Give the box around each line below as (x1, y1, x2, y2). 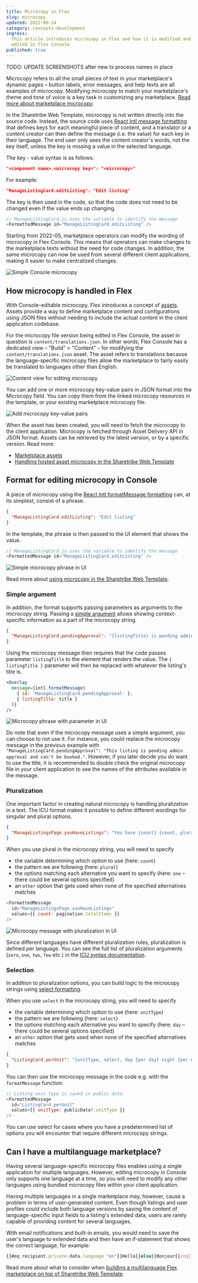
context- (155, 610, 177, 617)
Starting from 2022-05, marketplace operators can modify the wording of (6, 232, 184, 239)
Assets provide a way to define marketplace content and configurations (6, 308, 180, 315)
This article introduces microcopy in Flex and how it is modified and (11, 36, 192, 42)
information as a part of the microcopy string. (27, 616, 137, 623)
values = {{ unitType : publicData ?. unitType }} (11, 1107, 126, 1113)
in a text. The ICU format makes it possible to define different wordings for (6, 806, 187, 813)
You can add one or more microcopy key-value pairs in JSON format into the (6, 386, 192, 393)
